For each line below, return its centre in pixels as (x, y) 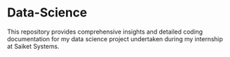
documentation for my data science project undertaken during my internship (115, 38)
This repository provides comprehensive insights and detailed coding (105, 32)
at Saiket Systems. (33, 46)
